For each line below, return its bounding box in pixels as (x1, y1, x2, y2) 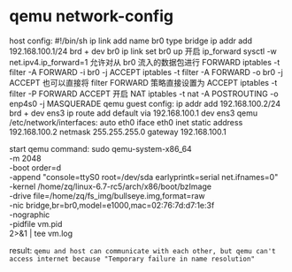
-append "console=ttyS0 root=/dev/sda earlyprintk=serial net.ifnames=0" (9, 171, 279, 182)
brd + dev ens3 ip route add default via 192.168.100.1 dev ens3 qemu (9, 108, 258, 118)
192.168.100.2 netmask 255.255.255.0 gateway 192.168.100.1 (9, 126, 227, 137)
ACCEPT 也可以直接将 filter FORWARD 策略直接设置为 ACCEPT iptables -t (9, 77, 278, 87)
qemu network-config (9, 6, 174, 26)
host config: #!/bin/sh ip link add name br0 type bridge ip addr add (9, 35, 252, 46)
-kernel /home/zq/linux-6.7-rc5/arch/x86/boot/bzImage (9, 181, 212, 192)
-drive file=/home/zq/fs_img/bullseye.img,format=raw (9, 190, 205, 200)
